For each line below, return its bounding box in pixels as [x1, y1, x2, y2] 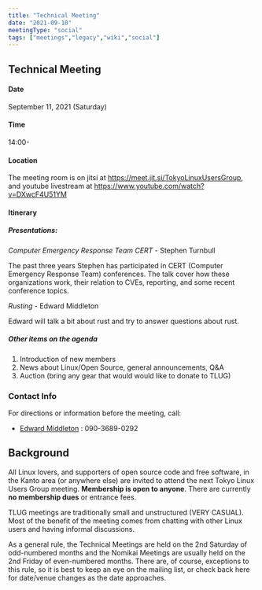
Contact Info [8, 390, 57, 401]
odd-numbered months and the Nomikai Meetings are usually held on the [8, 548, 245, 557]
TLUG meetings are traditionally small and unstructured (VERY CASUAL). [8, 507, 244, 517]
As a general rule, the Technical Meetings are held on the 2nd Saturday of [8, 540, 248, 549]
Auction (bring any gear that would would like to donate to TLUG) [19, 371, 231, 380]
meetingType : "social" [8, 26, 83, 34]
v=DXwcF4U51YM [8, 190, 67, 199]
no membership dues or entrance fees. [8, 492, 137, 502]
